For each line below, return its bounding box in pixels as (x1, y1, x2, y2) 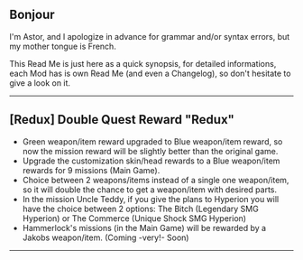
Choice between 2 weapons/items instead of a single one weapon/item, (22, 174, 289, 185)
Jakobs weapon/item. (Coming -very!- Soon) (22, 232, 189, 243)
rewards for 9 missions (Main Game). (22, 164, 161, 175)
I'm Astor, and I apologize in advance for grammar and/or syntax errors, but (9, 31, 290, 42)
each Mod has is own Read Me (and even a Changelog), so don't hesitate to (9, 68, 291, 79)
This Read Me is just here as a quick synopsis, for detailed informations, (9, 58, 277, 69)
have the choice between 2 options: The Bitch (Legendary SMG (22, 203, 259, 214)
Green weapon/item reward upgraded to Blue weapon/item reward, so (22, 135, 283, 147)
